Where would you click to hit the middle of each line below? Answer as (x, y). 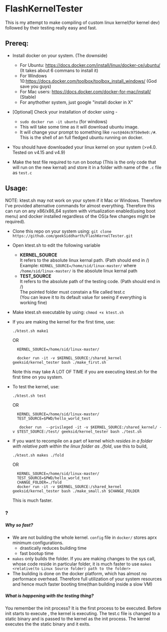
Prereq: (17, 44)
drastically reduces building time (53, 548)
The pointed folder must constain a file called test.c (72, 292)
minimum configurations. (38, 543)
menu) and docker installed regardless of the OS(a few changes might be (80, 216)
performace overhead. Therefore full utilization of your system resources (87, 579)
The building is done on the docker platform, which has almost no (80, 574)
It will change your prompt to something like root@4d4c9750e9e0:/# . (88, 132)
